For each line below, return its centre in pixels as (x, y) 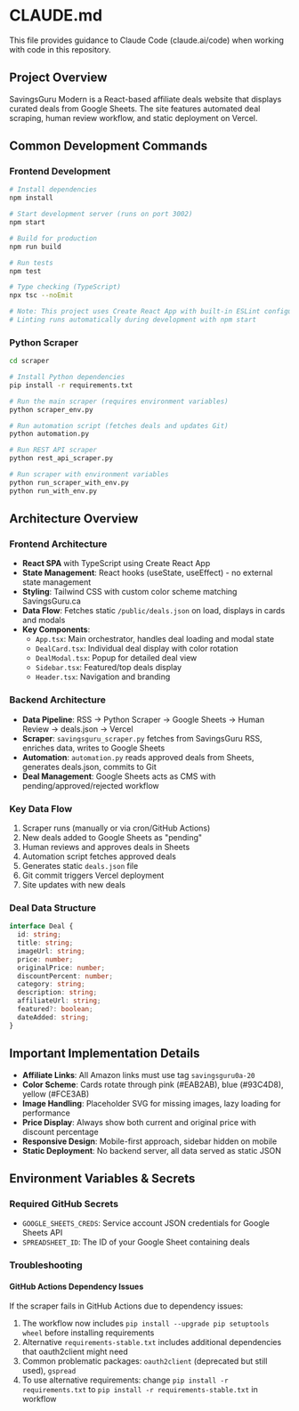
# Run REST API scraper (53, 450)
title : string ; (45, 943)
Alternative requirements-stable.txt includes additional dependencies (152, 1342)
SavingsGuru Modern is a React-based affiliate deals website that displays (145, 99)
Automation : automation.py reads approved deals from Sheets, (138, 757)
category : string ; (52, 985)
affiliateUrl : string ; (59, 1001)
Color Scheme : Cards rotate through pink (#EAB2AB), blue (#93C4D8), (153, 1084)
